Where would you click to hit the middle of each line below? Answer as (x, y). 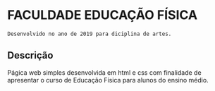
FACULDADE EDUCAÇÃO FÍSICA (103, 15)
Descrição (30, 55)
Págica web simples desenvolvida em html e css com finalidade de (105, 72)
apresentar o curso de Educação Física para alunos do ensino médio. (108, 80)
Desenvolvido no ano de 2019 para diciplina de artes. (90, 34)
